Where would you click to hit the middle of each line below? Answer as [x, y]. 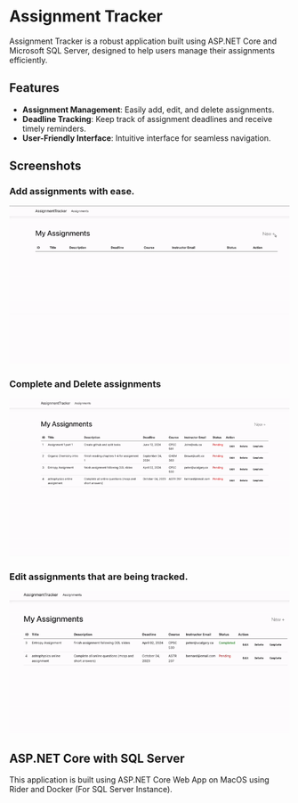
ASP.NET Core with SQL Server [97, 758]
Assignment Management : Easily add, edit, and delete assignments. [148, 110]
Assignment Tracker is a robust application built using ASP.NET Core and [143, 41]
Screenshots [45, 166]
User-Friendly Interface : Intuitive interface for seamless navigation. [146, 138]
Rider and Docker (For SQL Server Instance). [91, 789]
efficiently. [28, 60]
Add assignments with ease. [72, 192]
